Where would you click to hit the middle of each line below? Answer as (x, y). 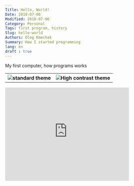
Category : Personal (25, 24)
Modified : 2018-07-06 (27, 19)
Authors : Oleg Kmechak (28, 38)
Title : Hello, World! (27, 10)
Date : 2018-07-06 (23, 14)
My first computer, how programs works (46, 66)
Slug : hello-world (24, 33)
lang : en (14, 47)
